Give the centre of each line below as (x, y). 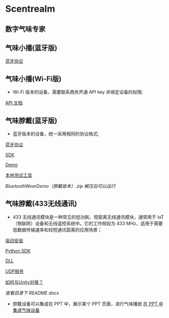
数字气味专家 (25, 29)
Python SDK (18, 251)
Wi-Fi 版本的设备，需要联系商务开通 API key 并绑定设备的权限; (78, 92)
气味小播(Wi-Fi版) (34, 79)
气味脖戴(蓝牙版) (31, 120)
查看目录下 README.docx (32, 293)
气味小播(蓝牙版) (31, 48)
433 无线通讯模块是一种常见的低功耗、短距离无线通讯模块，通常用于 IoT (88, 217)
